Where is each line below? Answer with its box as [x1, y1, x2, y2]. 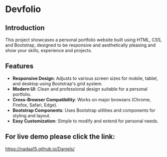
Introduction [5, 24, 45, 32]
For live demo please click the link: [5, 132, 115, 141]
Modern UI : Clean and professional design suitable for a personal [12, 86, 148, 92]
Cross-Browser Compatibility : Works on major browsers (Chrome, [12, 96, 151, 102]
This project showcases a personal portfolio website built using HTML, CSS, [5, 37, 162, 43]
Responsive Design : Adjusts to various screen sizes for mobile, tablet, [12, 75, 158, 81]
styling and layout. [12, 112, 51, 118]
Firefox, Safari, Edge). [12, 102, 58, 108]
